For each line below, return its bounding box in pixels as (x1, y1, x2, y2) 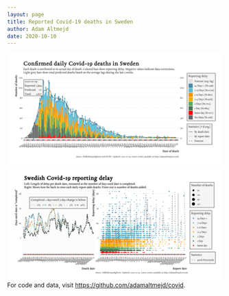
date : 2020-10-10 (7, 33, 57, 40)
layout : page (7, 11, 45, 18)
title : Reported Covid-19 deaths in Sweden (7, 18, 134, 25)
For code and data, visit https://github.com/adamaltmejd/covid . (7, 281, 186, 289)
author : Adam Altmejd (7, 25, 69, 32)
